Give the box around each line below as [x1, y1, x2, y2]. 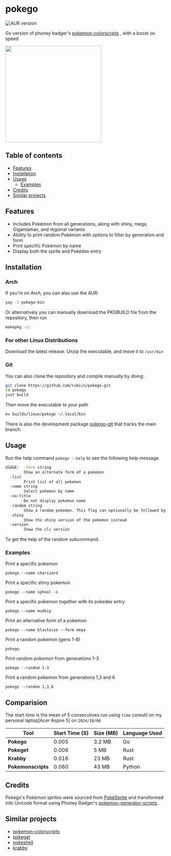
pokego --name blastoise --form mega [5, 627, 86, 632]
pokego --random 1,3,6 [5, 684, 54, 690]
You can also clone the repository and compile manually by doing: [5, 373, 144, 379]
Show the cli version [24, 527, 70, 532]
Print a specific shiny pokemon [5, 580, 71, 586]
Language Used [122, 730, 162, 737]
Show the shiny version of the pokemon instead [24, 517, 127, 523]
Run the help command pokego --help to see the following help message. [5, 455, 160, 461]
